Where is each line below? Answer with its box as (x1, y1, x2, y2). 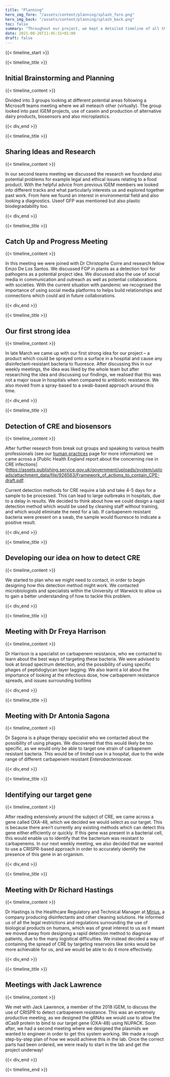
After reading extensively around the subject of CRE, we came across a (5, 814, 154, 820)
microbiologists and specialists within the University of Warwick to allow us (5, 588, 162, 594)
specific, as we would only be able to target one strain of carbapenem (5, 745, 151, 751)
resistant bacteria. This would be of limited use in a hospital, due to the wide (5, 751, 164, 757)
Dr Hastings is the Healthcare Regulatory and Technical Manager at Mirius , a (5, 909, 165, 915)
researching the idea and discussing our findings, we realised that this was (5, 372, 161, 378)
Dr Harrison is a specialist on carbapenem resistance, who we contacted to (5, 650, 162, 656)
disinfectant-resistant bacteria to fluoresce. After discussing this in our (5, 361, 153, 367)
